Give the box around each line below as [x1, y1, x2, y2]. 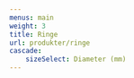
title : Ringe [9, 30, 58, 39]
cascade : [9, 47, 42, 56]
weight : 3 [9, 22, 47, 30]
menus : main [9, 13, 54, 22]
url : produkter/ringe [9, 38, 91, 48]
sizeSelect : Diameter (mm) [25, 55, 127, 64]
